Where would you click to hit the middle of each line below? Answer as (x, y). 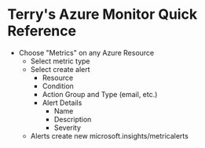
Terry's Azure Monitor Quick (102, 14)
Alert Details (62, 103)
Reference (42, 31)
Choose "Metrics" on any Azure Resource (86, 52)
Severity (68, 128)
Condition (58, 86)
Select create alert (60, 69)
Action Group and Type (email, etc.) (100, 94)
